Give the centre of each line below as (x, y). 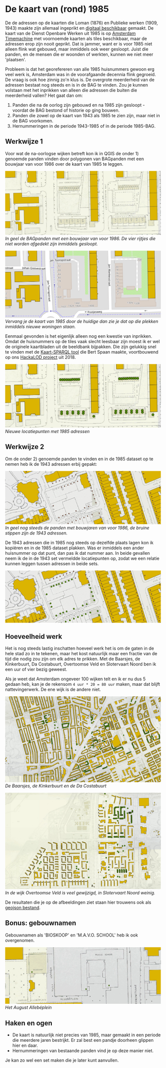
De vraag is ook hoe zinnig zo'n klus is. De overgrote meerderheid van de (80, 80)
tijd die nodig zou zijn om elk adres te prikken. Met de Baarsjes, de (73, 659)
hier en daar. (25, 1046)
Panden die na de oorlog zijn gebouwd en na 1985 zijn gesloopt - (78, 105)
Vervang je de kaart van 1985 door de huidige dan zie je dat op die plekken (82, 321)
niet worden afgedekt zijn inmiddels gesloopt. (52, 244)
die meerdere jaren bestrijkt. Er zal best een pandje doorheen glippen (83, 1040)
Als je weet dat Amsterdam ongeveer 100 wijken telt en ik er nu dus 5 (75, 679)
